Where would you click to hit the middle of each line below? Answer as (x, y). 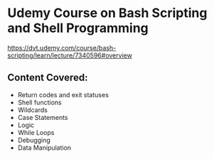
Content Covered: (48, 78)
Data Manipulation (44, 148)
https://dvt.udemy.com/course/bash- (62, 48)
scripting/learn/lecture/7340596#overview (70, 55)
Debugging (34, 140)
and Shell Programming (78, 28)
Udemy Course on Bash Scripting (107, 13)
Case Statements (43, 117)
